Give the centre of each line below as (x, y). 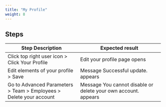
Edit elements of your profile (40, 71)
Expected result (119, 48)
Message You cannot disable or (117, 85)
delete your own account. (110, 91)
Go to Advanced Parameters (41, 85)
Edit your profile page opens (113, 60)
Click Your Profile (28, 63)
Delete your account (31, 97)
